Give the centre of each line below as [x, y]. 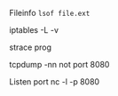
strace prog [30, 47]
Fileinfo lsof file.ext [50, 13]
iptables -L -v [34, 30]
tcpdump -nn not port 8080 [59, 64]
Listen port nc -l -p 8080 [55, 82]
